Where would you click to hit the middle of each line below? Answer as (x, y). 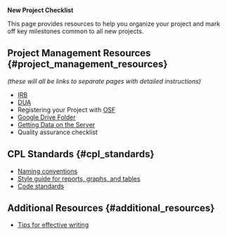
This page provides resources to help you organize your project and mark (114, 24)
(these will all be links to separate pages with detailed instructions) (104, 81)
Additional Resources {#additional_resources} (111, 208)
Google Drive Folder (46, 117)
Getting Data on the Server (56, 124)
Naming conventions (47, 171)
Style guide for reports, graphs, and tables (79, 178)
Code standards (41, 186)
